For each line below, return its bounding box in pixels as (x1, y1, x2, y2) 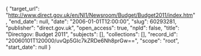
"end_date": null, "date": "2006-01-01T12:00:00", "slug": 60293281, (8, 18, 177, 25)
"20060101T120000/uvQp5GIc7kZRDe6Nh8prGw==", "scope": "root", (5, 37, 179, 44)
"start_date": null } (5, 43, 51, 51)
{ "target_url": (5, 5, 40, 12)
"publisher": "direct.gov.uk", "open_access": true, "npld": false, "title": (5, 24, 179, 31)
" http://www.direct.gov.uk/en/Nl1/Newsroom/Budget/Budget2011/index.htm (5, 11, 193, 19)
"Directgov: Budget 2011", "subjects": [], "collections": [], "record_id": (5, 31, 178, 38)
